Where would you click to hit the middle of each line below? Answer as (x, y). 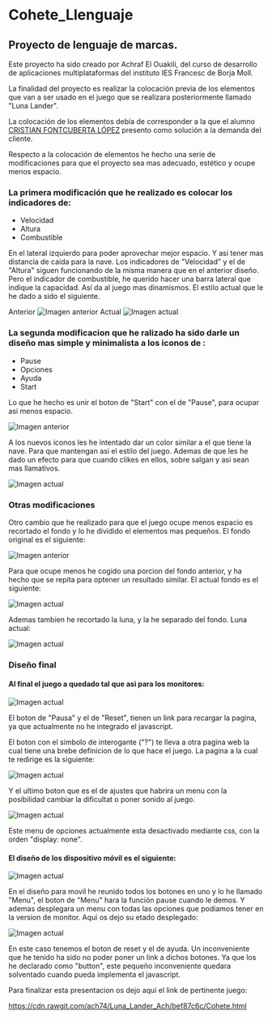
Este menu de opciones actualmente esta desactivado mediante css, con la (134, 831)
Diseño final (32, 664)
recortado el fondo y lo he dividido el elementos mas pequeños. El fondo (130, 531)
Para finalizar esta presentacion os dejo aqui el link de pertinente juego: (128, 991)
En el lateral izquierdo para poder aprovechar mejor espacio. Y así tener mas (136, 254)
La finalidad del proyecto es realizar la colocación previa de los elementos (132, 88)
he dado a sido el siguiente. (54, 296)
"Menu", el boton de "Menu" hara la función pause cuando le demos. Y (127, 900)
